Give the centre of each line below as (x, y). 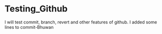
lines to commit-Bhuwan (29, 27)
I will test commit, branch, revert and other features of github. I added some (81, 22)
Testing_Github (36, 9)
